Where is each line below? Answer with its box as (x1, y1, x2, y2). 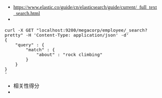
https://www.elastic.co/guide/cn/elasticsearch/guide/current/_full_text (13, 4, 157, 10)
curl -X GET (4, 28, 34, 33)
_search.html (13, 10, 40, 17)
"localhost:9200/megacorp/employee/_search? (36, 28, 148, 33)
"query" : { (15, 42, 45, 47)
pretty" (4, 33, 23, 38)
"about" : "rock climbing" (36, 52, 103, 57)
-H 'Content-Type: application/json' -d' (25, 33, 129, 38)
